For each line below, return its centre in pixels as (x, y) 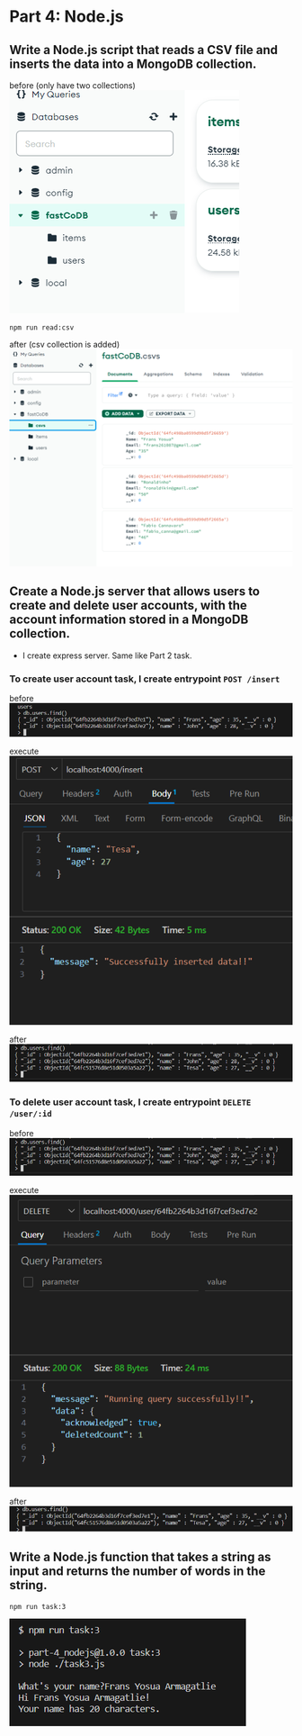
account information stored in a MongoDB (129, 620)
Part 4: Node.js (67, 17)
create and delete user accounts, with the (128, 606)
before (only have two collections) (73, 86)
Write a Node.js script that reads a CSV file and (144, 50)
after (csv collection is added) (64, 344)
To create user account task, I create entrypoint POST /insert (145, 679)
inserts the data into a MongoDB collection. (133, 63)
